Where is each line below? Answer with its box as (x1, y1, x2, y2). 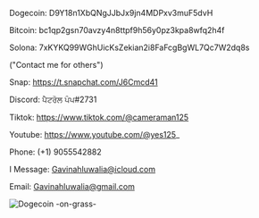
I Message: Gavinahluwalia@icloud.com (9, 164, 156, 174)
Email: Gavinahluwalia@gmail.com (9, 181, 136, 191)
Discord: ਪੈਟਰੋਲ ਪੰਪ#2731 (9, 94, 97, 105)
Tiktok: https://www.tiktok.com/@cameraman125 (9, 112, 189, 122)
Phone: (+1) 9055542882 (9, 147, 102, 157)
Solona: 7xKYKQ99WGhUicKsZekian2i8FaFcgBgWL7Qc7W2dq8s (9, 42, 250, 53)
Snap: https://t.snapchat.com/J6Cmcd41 (9, 77, 158, 88)
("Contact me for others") (9, 60, 104, 70)
